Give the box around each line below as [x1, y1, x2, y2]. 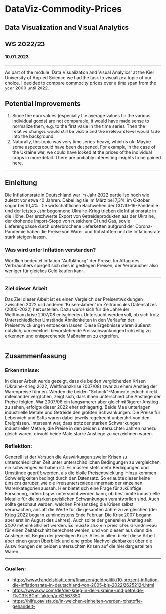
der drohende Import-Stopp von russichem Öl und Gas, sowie [5, 218, 131, 224]
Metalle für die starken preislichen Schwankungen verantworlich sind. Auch [5, 496, 159, 502]
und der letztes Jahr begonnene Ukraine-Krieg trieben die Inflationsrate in [5, 208, 156, 214]
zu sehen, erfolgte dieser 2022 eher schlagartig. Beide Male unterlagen [5, 404, 151, 410]
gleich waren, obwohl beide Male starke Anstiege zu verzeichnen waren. [5, 431, 153, 437]
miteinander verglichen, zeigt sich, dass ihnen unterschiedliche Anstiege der [5, 394, 161, 400]
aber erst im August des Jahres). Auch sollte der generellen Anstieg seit [5, 517, 152, 523]
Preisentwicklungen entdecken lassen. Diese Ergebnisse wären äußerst [5, 322, 151, 328]
